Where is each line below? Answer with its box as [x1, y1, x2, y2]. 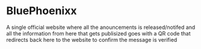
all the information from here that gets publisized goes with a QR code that [6, 30, 191, 37]
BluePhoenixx [6, 4, 77, 18]
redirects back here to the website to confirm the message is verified [6, 36, 178, 43]
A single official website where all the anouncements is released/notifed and [6, 24, 196, 31]
